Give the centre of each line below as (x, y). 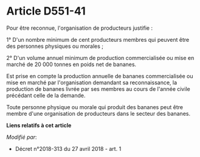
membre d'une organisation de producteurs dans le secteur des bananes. (98, 113)
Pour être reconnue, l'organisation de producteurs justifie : (80, 28)
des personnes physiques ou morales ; (55, 46)
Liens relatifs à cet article (39, 125)
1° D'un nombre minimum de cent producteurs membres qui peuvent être (98, 39)
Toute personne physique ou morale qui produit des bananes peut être (95, 107)
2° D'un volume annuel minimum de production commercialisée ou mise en (100, 58)
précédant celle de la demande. (46, 95)
